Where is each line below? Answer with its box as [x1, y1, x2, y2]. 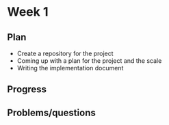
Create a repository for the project [16, 49, 114, 57]
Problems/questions [7, 107, 96, 118]
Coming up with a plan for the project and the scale [16, 57, 162, 65]
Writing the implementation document [16, 64, 124, 72]
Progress [7, 83, 47, 96]
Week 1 [7, 4, 49, 20]
